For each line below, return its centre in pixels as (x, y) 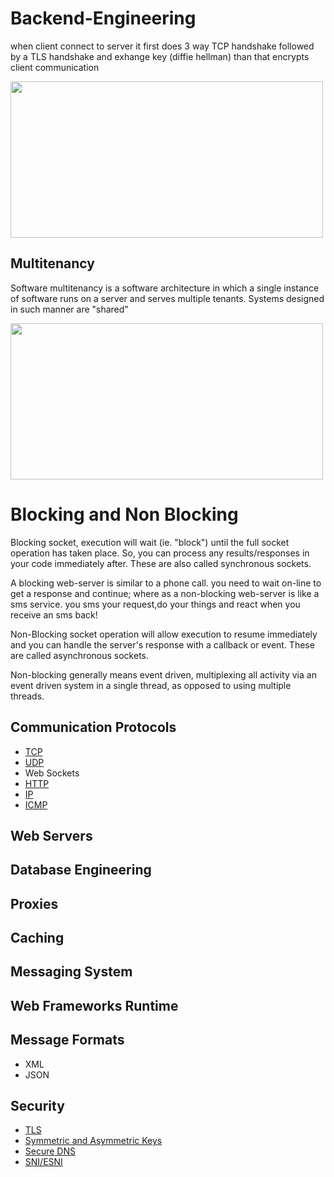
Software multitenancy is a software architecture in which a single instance (165, 288)
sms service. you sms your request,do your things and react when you (155, 604)
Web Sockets (52, 773)
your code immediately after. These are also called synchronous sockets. (161, 563)
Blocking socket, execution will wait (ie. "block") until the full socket (150, 542)
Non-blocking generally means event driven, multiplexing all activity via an (163, 674)
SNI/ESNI (43, 1162)
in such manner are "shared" (69, 309)
